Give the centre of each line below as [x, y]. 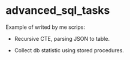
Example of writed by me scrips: [45, 27]
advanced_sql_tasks [58, 10]
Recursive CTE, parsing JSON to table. [62, 38]
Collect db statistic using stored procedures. [69, 50]
